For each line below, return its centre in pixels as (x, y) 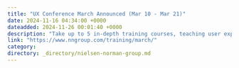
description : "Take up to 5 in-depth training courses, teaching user (114, 34)
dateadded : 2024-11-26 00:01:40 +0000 (65, 27)
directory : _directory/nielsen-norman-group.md (79, 54)
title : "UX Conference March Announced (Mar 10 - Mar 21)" (97, 14)
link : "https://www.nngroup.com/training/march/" (83, 40)
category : (22, 47)
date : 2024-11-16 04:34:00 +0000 (57, 21)
